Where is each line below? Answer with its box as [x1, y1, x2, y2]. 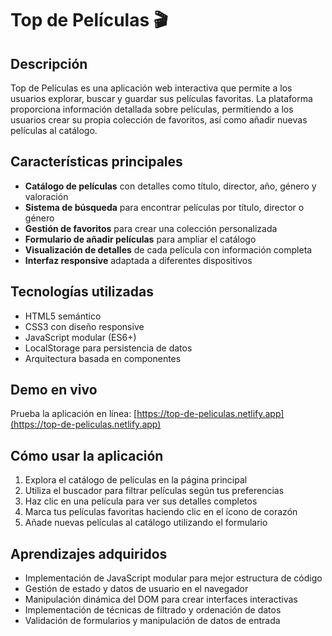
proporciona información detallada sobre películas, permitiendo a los [10, 103, 294, 115]
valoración [24, 190, 69, 202]
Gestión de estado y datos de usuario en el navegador [24, 583, 249, 595]
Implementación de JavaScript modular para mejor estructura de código [24, 572, 323, 584]
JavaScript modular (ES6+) [24, 331, 137, 343]
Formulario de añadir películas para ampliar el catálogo [24, 233, 257, 245]
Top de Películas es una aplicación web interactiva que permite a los [10, 82, 293, 94]
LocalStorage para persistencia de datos [24, 342, 193, 354]
